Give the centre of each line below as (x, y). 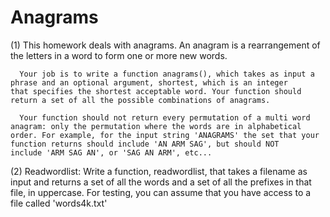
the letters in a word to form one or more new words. (119, 55)
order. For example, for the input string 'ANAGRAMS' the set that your (165, 135)
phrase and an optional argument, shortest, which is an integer (149, 82)
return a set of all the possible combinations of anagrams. (140, 100)
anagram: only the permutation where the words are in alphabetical (156, 126)
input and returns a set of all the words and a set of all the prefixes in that (161, 182)
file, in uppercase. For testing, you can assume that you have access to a (161, 192)
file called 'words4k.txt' (59, 203)
